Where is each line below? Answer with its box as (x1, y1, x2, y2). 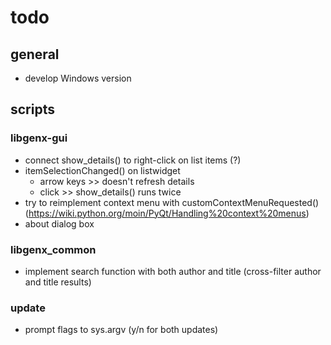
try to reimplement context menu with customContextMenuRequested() (24, 196, 320, 208)
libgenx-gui (10, 131, 68, 145)
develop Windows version (24, 72, 132, 84)
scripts (10, 101, 55, 118)
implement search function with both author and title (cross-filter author (24, 265, 322, 277)
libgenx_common (10, 242, 97, 256)
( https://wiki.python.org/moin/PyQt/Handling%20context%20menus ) (24, 207, 310, 219)
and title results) (24, 276, 92, 288)
